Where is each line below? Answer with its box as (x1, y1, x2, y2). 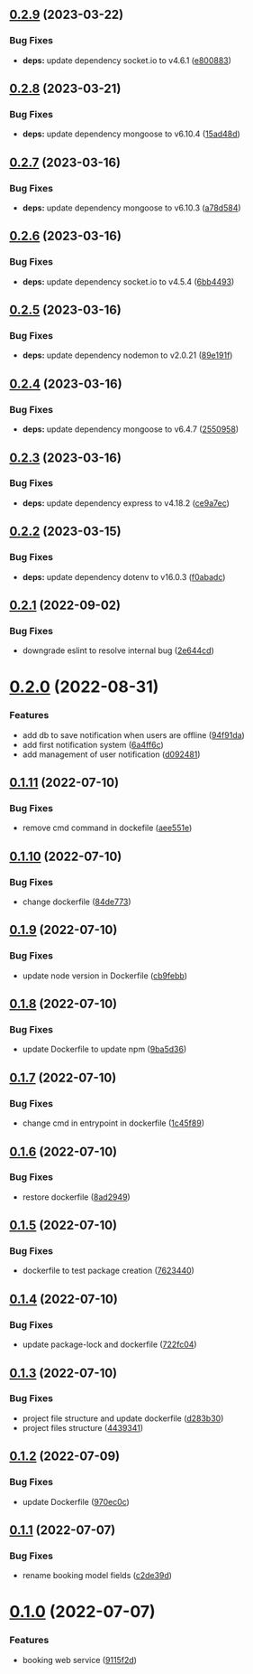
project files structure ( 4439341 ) (22, 1422, 144, 1433)
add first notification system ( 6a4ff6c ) (22, 739, 164, 750)
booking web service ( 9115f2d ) (22, 1654, 138, 1665)
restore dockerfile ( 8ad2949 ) (22, 1192, 131, 1202)
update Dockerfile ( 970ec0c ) (22, 1496, 131, 1507)
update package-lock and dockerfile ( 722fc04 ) (22, 1339, 197, 1350)
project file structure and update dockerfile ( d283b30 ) (22, 1413, 224, 1424)
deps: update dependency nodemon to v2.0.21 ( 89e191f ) (22, 350, 233, 360)
